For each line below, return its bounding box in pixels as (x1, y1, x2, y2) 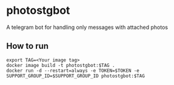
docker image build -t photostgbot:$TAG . (6, 62, 115, 68)
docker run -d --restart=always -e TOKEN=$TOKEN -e (6, 68, 139, 74)
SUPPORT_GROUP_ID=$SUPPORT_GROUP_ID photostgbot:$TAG (6, 73, 146, 79)
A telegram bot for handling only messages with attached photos (6, 24, 169, 31)
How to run (6, 41, 49, 51)
